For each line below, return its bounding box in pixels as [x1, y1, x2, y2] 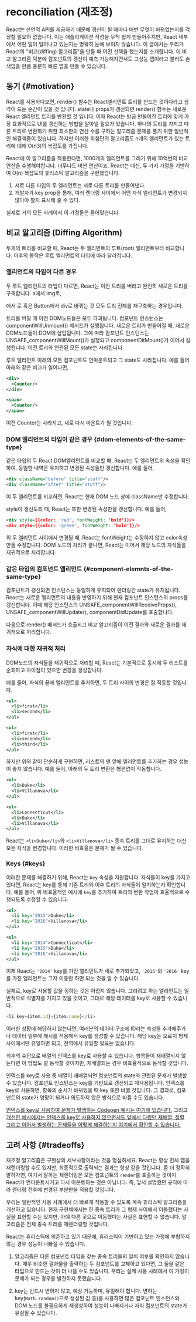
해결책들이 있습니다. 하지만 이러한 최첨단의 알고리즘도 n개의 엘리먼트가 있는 [12, 134, 184, 141]
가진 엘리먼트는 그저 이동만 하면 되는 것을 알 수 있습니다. [12, 975, 140, 982]
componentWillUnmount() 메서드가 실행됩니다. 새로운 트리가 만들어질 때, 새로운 [6, 322, 190, 329]
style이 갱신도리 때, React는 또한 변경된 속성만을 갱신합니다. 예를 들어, [6, 505, 167, 512]
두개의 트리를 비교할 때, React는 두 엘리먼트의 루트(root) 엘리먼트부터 [6, 244, 164, 251]
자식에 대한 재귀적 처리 [6, 645, 66, 653]
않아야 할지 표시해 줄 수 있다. [14, 196, 81, 203]
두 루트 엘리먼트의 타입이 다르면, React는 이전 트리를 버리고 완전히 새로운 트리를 [6, 282, 188, 289]
